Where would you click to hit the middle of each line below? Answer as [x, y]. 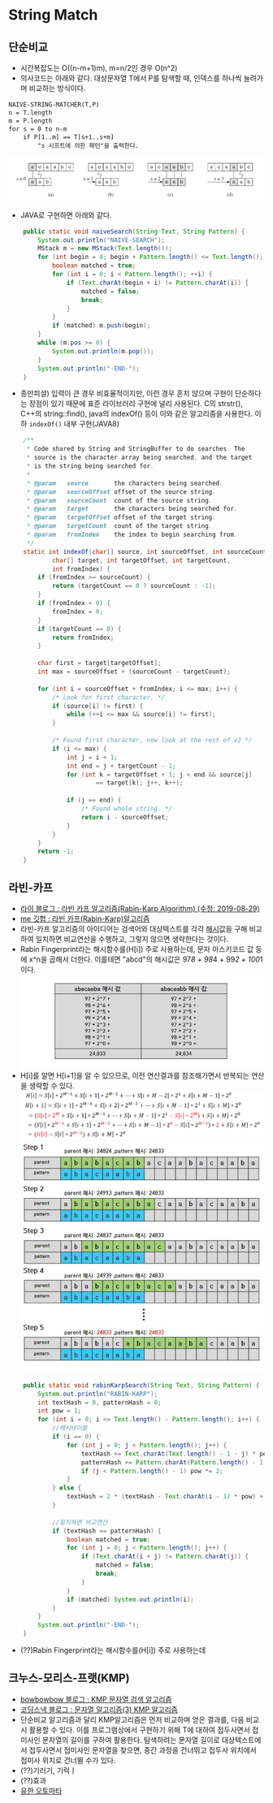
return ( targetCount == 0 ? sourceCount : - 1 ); [134, 586]
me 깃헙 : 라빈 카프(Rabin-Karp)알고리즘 [85, 919]
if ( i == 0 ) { [76, 1437]
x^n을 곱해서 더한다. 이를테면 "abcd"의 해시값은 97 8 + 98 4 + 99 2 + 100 [144, 959]
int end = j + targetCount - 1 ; [121, 766]
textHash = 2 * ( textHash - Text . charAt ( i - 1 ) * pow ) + [165, 1497]
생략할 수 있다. [52, 1085]
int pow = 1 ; [60, 1411]
